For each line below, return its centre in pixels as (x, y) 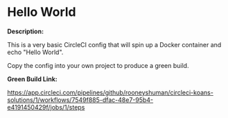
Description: (25, 31)
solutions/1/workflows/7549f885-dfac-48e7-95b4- (80, 100)
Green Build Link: (32, 79)
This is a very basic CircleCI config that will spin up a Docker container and (114, 44)
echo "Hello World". (35, 52)
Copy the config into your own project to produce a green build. (98, 65)
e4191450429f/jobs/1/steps (46, 107)
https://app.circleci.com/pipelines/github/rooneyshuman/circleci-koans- (110, 92)
